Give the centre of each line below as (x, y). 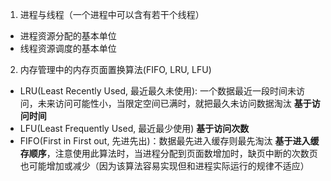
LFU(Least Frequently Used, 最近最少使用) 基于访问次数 (134, 128)
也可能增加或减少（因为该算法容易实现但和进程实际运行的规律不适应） (164, 166)
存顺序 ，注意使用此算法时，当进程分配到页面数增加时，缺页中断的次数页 (168, 153)
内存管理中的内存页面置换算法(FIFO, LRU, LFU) (115, 69)
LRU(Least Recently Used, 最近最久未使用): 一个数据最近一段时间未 (158, 91)
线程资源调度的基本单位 (68, 48)
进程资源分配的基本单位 (68, 36)
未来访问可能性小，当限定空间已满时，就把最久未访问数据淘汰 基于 (174, 103)
